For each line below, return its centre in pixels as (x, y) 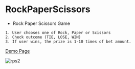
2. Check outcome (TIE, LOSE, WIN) (43, 37)
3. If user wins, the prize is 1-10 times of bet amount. (68, 42)
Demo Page (18, 51)
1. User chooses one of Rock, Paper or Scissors (58, 32)
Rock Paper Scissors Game (41, 23)
